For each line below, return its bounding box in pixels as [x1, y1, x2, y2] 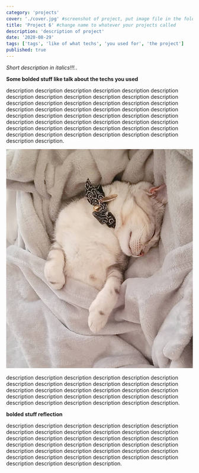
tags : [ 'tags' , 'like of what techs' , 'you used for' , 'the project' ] [6, 41, 184, 47]
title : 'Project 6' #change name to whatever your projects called [6, 22, 176, 28]
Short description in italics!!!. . [6, 64, 78, 71]
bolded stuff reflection [6, 411, 63, 418]
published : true [6, 47, 46, 53]
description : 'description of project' [6, 28, 105, 34]
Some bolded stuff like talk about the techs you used [6, 75, 139, 82]
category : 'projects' [6, 9, 60, 15]
